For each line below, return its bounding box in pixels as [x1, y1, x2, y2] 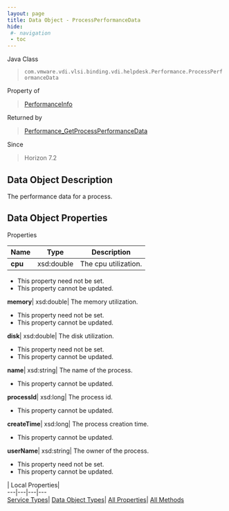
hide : [7, 23, 23, 30]
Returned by [7, 114, 43, 122]
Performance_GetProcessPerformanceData [24, 127, 148, 135]
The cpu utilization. [80, 259, 143, 268]
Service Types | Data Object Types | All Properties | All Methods [7, 495, 185, 503]
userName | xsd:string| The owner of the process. [7, 447, 149, 455]
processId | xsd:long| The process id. [7, 392, 113, 401]
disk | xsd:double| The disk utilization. [7, 331, 114, 340]
